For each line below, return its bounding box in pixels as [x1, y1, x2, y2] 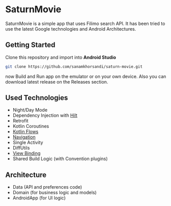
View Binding [12, 150, 41, 157]
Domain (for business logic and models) [12, 190, 97, 196]
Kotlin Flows [12, 128, 39, 135]
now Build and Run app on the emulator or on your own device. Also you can [5, 73, 166, 80]
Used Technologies [5, 93, 68, 102]
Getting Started [5, 41, 56, 49]
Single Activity [12, 139, 43, 146]
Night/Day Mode [12, 107, 47, 113]
